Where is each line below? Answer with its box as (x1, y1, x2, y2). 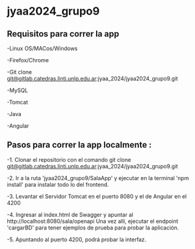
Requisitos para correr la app (7, 29, 120, 39)
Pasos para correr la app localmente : (7, 140, 152, 150)
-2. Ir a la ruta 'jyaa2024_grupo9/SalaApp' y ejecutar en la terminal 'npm (7, 174, 189, 181)
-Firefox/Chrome (7, 57, 50, 63)
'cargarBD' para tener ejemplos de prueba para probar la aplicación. (7, 224, 179, 231)
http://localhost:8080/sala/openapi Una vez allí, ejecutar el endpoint (7, 217, 178, 225)
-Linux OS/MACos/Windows (7, 45, 78, 52)
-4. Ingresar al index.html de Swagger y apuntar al (7, 211, 133, 218)
